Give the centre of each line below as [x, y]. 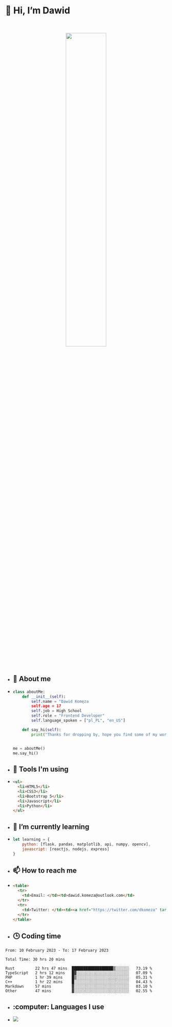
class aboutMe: [29, 692]
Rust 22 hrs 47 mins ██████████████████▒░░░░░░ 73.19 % [79, 969]
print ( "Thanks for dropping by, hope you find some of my [94, 734]
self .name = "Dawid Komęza [60, 701]
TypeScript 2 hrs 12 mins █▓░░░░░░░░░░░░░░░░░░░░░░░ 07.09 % [79, 973]
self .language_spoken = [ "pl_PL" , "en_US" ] [78, 720]
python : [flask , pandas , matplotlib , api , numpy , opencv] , [87, 844]
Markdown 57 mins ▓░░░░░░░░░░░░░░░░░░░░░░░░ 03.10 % [79, 987]
